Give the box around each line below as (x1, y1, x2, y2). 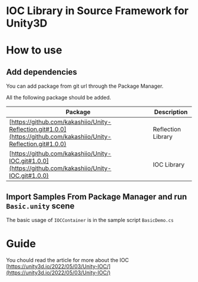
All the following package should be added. (6, 94, 111, 101)
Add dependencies (6, 67, 78, 77)
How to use (6, 44, 62, 57)
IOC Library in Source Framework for (6, 4, 189, 18)
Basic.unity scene (6, 201, 75, 211)
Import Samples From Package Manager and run (6, 191, 187, 201)
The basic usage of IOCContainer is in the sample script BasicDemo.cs (6, 217, 174, 223)
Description (154, 108, 188, 116)
